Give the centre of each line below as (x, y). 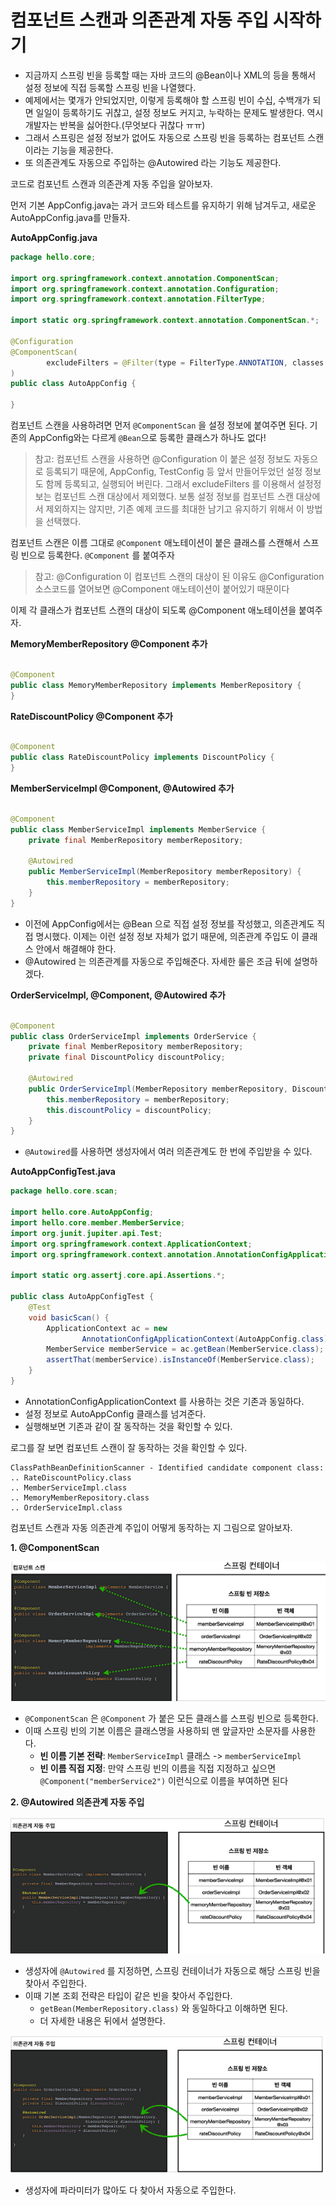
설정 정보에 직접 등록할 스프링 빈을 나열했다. (110, 87)
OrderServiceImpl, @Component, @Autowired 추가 (118, 995)
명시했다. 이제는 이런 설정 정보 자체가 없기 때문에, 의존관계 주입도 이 (167, 936)
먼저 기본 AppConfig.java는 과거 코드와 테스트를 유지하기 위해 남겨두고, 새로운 (163, 205)
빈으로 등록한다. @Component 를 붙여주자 (97, 555)
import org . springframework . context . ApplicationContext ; (131, 1244)
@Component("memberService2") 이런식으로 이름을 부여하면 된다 (164, 1781)
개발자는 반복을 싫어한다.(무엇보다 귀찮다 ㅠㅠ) (115, 125)
